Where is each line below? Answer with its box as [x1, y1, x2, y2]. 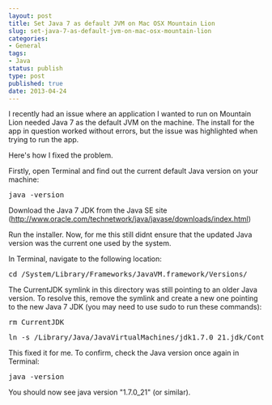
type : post [8, 72, 45, 80]
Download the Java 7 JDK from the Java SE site [8, 205, 168, 215]
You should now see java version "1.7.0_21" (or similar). [8, 387, 191, 397]
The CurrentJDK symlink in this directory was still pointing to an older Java [8, 285, 257, 295]
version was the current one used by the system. [8, 238, 172, 248]
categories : [8, 34, 49, 43]
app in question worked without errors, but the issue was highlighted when [8, 126, 258, 136]
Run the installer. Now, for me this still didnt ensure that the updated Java [8, 230, 253, 239]
